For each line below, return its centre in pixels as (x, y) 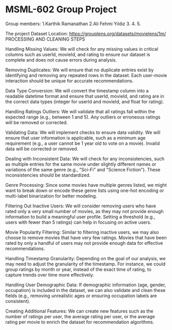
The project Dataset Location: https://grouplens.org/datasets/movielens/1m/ (86, 33)
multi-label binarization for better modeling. (51, 196)
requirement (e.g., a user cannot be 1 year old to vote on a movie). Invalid (83, 143)
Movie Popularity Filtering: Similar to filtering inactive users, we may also (82, 232)
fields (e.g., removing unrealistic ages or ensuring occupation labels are (81, 296)
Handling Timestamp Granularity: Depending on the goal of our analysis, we (85, 258)
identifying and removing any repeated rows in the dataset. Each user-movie (86, 75)
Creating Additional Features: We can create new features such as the (79, 311)
